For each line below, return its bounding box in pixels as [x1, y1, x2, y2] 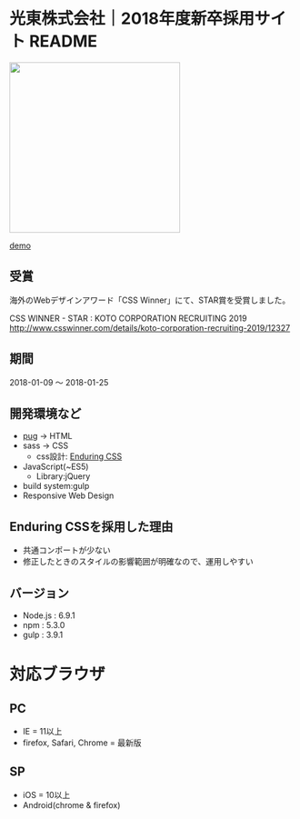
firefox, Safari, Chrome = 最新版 [22, 737, 142, 748]
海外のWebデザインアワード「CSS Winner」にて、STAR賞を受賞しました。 [9, 295, 291, 305]
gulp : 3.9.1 [22, 629, 64, 640]
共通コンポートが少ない [22, 544, 111, 555]
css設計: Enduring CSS [35, 451, 123, 462]
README [28, 31, 98, 52]
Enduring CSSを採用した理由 [9, 519, 174, 534]
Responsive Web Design [22, 490, 115, 501]
